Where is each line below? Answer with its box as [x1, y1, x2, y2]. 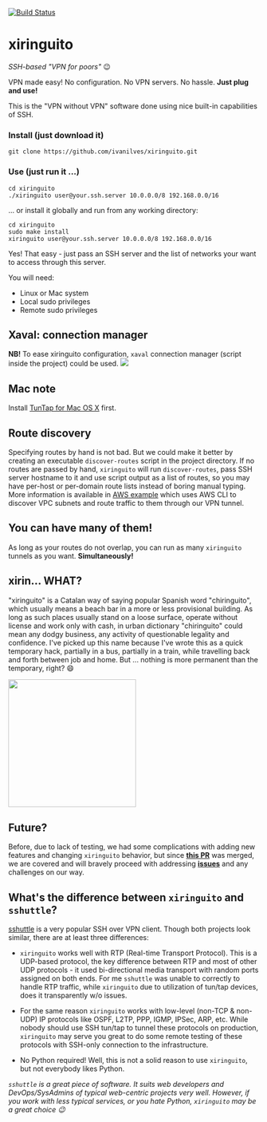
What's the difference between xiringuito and [8, 891, 245, 904]
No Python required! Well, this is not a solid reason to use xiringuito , [19, 1056, 249, 1065]
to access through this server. [8, 257, 106, 267]
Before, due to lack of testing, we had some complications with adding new [8, 842, 256, 851]
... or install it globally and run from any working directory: [8, 205, 198, 215]
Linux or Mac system [19, 288, 89, 298]
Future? [8, 820, 48, 834]
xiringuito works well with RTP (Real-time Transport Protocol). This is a [19, 948, 257, 958]
